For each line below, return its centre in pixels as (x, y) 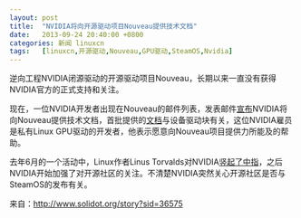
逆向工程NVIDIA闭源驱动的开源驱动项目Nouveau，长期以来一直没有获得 (143, 79)
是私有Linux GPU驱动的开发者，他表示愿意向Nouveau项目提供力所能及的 (145, 131)
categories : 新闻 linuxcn (57, 43)
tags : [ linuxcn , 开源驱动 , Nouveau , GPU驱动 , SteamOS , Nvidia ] (121, 52)
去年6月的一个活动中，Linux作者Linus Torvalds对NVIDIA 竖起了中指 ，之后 (146, 162)
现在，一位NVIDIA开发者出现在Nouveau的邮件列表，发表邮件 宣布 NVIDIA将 (149, 109)
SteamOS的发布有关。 (51, 185)
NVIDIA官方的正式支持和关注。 (67, 90)
